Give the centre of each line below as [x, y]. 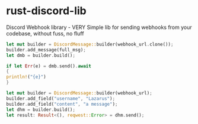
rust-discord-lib [47, 11]
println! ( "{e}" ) [26, 77]
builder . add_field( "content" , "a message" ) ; [62, 104]
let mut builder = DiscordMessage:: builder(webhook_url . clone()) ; [90, 44]
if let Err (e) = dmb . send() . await [49, 66]
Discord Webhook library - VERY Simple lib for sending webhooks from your [99, 27]
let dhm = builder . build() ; [41, 110]
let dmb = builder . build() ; [41, 55]
